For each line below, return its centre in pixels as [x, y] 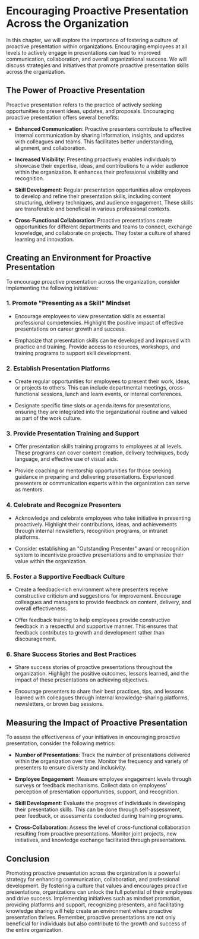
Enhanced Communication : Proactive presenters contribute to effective [103, 128]
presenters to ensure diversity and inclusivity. [70, 768]
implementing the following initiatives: [52, 288]
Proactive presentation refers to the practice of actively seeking [84, 105]
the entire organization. [35, 929]
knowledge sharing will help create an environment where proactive [89, 910]
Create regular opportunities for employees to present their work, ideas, [103, 381]
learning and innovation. [44, 239]
